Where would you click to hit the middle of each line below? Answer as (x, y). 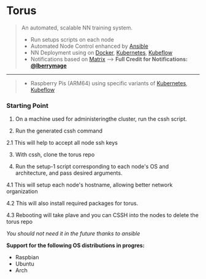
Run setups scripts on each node (72, 39)
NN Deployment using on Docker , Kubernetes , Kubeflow (101, 52)
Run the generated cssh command (59, 131)
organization (22, 191)
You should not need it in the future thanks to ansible (73, 234)
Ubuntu (25, 264)
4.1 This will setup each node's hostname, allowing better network (90, 185)
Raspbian (27, 258)
